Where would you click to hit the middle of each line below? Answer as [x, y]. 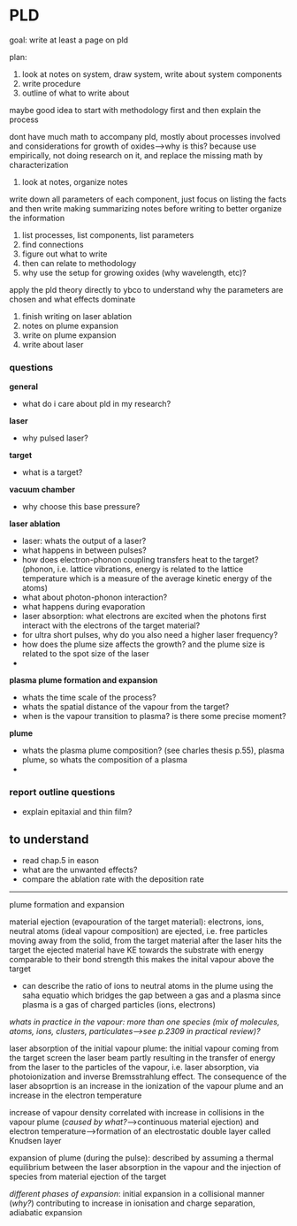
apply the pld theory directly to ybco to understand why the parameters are [146, 289]
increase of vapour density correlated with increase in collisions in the [137, 1113]
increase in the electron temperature [76, 1096]
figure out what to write [65, 254]
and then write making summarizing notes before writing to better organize [146, 208]
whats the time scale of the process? [89, 697]
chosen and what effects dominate [72, 299]
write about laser [53, 344]
